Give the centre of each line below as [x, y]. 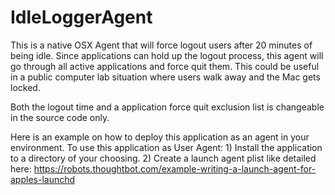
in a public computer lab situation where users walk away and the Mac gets [165, 77]
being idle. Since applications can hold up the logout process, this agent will [167, 55]
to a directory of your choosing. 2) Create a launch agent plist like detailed [163, 158]
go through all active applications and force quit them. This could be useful [165, 66]
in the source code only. [60, 117]
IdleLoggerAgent [81, 17]
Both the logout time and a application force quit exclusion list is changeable [167, 107]
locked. [25, 87]
